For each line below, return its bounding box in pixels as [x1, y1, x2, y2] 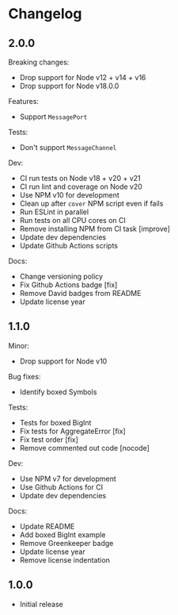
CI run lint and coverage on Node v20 [19, 182, 142, 191]
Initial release [19, 599, 63, 609]
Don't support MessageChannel [19, 143, 117, 152]
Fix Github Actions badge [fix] [19, 280, 118, 290]
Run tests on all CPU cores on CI [19, 216, 127, 225]
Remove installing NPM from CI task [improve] [19, 224, 170, 233]
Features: [8, 97, 40, 106]
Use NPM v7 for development [19, 474, 116, 483]
